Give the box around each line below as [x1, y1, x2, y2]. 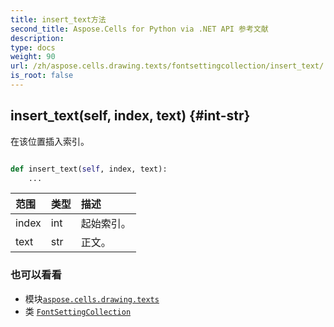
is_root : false [10, 71, 74, 81]
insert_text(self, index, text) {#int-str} [10, 107, 251, 125]
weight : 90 [10, 52, 56, 62]
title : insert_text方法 [10, 14, 107, 25]
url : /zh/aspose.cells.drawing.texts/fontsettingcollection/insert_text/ [10, 61, 325, 71]
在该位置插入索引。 [10, 135, 90, 147]
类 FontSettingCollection [24, 305, 132, 317]
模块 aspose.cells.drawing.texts [24, 292, 160, 305]
